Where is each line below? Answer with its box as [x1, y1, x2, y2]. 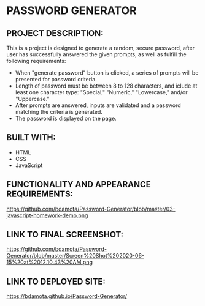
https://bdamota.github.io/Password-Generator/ [6, 293, 128, 300]
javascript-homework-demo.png [6, 212, 88, 219]
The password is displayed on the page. [15, 114, 117, 122]
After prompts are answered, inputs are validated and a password [15, 102, 181, 109]
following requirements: [6, 58, 66, 64]
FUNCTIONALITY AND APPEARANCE [6, 179, 152, 190]
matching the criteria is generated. [15, 108, 103, 115]
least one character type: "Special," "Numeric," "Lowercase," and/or [15, 89, 188, 95]
